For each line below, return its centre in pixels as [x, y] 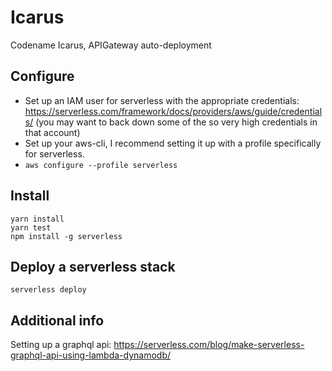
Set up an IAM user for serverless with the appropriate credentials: [162, 100]
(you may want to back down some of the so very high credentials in [176, 122]
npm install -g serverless [66, 236]
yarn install [37, 219]
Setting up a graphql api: [61, 345]
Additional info [57, 320]
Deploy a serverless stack [93, 266]
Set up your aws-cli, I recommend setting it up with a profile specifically [173, 143]
